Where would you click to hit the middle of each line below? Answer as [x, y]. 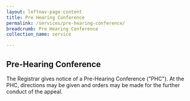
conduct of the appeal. [35, 91]
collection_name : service [39, 34]
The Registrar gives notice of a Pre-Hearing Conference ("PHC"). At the [95, 79]
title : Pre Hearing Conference [46, 18]
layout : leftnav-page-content [44, 12]
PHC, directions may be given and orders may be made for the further [93, 85]
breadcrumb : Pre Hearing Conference [52, 29]
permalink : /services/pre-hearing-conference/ [66, 23]
